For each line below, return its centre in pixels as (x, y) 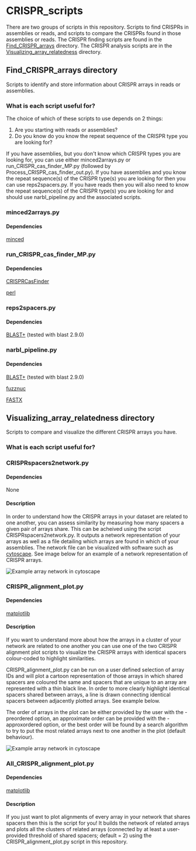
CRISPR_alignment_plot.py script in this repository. (67, 842)
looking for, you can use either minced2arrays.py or (68, 160)
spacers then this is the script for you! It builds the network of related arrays (98, 823)
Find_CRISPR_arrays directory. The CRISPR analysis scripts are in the (89, 46)
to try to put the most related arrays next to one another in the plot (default (96, 730)
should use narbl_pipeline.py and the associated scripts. (74, 197)
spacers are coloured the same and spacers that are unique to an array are (96, 682)
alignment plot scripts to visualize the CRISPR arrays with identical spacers (96, 652)
